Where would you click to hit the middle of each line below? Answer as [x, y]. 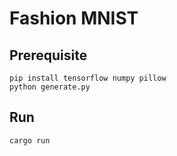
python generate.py [50, 87]
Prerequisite [48, 55]
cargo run [30, 140]
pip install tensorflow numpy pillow [88, 78]
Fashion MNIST [74, 18]
